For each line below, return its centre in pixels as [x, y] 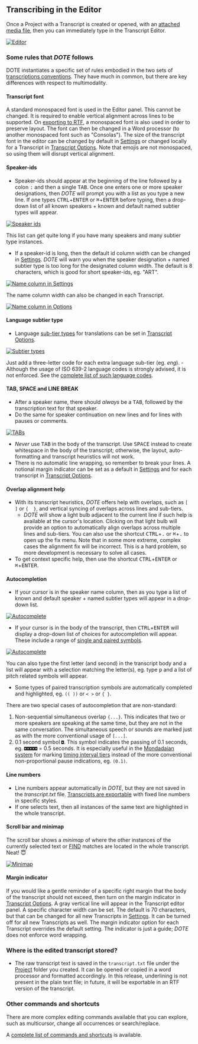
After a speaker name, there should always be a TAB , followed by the [99, 402]
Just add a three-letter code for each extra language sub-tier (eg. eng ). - [95, 362]
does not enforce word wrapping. [47, 935]
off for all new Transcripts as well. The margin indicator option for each [92, 922]
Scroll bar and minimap [35, 827]
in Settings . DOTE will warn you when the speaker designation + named [102, 259]
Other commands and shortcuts [53, 1004]
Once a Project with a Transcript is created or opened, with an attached [93, 24]
